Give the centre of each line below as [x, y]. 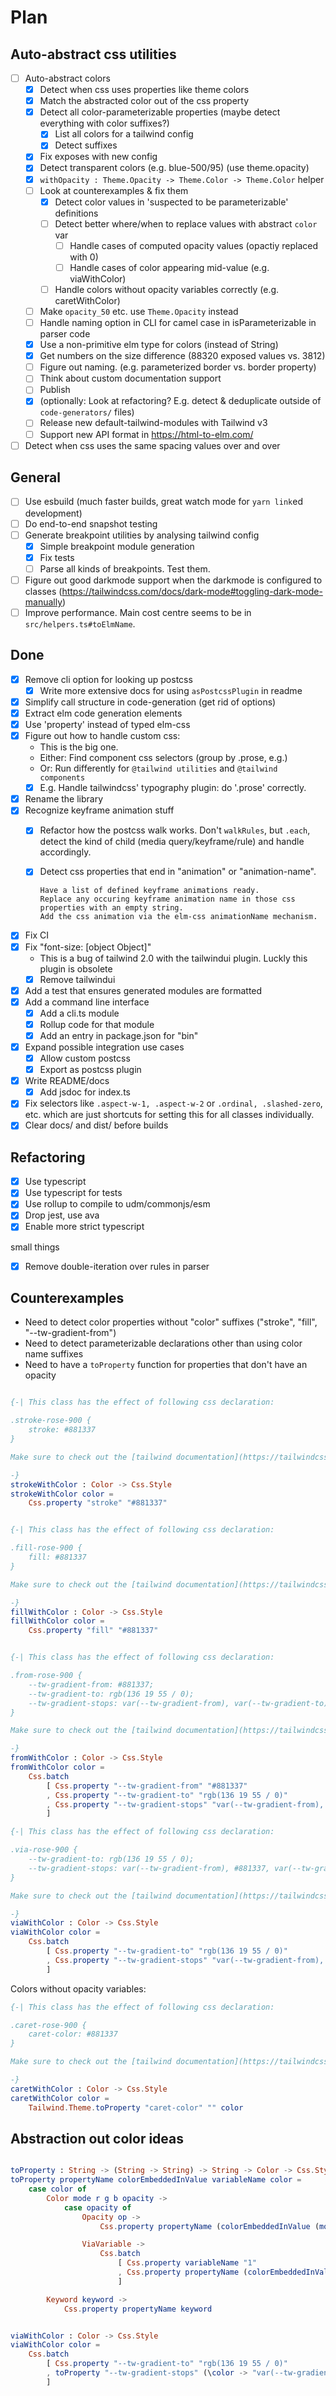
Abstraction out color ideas [97, 2138]
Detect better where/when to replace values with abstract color [186, 223]
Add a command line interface [87, 1002]
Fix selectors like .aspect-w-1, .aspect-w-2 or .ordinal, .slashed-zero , [173, 1103]
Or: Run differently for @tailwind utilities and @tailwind [158, 768]
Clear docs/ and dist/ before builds [96, 1125]
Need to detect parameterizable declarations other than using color [163, 1343]
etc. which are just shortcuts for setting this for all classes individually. [169, 1115]
